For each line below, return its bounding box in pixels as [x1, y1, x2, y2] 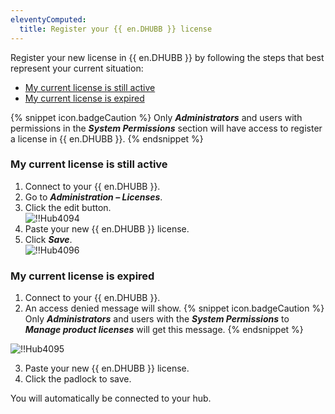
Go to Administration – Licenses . [24, 191, 163, 203]
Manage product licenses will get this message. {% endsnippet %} [24, 324, 304, 336]
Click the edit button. [24, 201, 112, 213]
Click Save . [24, 233, 73, 245]
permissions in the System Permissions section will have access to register [10, 122, 323, 134]
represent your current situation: [10, 62, 144, 74]
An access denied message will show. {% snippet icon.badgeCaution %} [24, 302, 325, 315]
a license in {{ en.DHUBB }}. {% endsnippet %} [10, 132, 204, 145]
